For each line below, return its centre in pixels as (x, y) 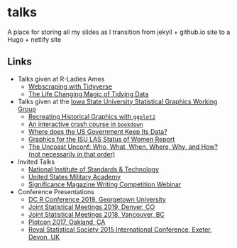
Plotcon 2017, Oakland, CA (67, 222)
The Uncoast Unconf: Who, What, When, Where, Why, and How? (123, 147)
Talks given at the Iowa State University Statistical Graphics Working (117, 101)
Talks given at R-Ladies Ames (61, 79)
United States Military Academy (75, 176)
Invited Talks (36, 162)
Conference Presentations (56, 191)
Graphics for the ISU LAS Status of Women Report (101, 139)
